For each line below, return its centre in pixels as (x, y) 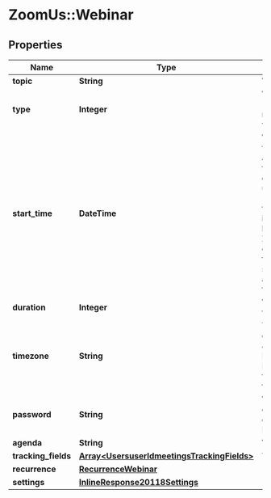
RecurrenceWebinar (118, 469)
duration (29, 307)
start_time (32, 213)
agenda (27, 443)
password (32, 414)
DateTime (98, 213)
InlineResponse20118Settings (139, 482)
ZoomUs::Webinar (71, 15)
